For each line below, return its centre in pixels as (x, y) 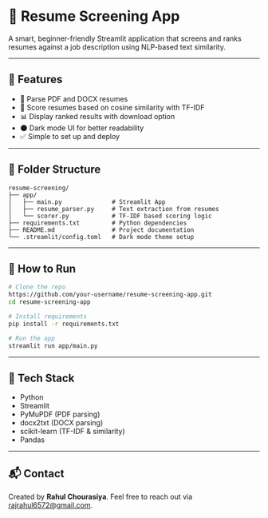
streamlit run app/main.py (53, 346)
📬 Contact (36, 474)
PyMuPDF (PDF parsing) (60, 414)
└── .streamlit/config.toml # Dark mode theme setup (101, 237)
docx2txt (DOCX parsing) (61, 423)
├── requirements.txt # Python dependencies (98, 223)
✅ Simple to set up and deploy (70, 136)
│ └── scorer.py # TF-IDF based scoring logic (110, 216)
